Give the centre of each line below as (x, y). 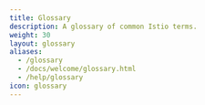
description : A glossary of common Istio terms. (103, 26)
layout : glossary (42, 43)
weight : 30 (30, 35)
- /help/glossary (51, 78)
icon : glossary (38, 86)
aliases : (26, 52)
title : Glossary (40, 18)
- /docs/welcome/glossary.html (77, 69)
